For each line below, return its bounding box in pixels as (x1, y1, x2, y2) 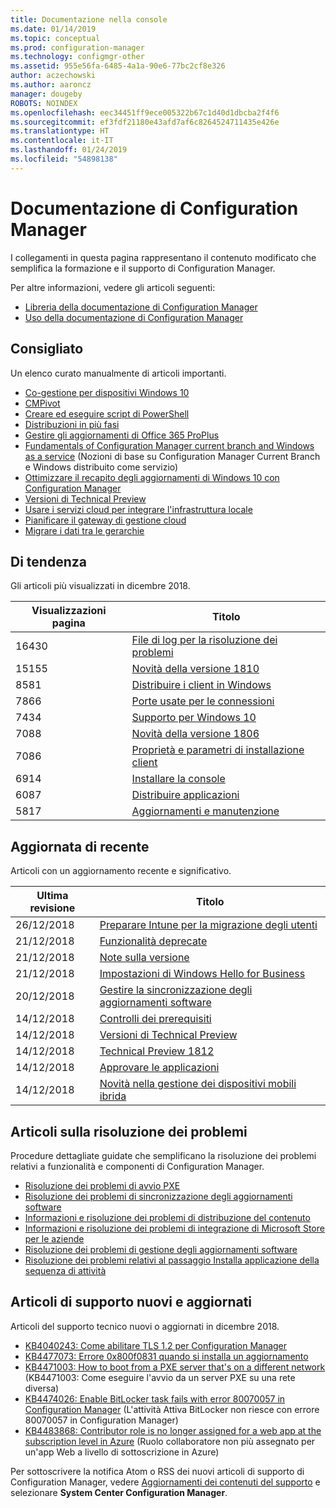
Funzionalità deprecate (99, 934, 208, 948)
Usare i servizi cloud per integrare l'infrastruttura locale (24, 503, 253, 515)
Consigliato (10, 341, 84, 358)
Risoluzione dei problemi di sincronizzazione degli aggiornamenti (24, 1190, 293, 1202)
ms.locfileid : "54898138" (10, 154, 118, 164)
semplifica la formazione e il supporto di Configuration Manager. (10, 262, 276, 274)
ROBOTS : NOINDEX (10, 98, 78, 108)
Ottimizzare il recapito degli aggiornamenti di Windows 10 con (24, 471, 280, 483)
